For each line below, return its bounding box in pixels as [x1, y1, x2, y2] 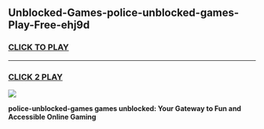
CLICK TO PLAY [8, 42, 69, 53]
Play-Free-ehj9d [8, 19, 90, 32]
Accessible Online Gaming [8, 112, 97, 121]
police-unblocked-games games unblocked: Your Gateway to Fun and [8, 103, 242, 113]
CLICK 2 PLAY [8, 71, 63, 82]
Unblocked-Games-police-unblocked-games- [8, 6, 240, 20]
